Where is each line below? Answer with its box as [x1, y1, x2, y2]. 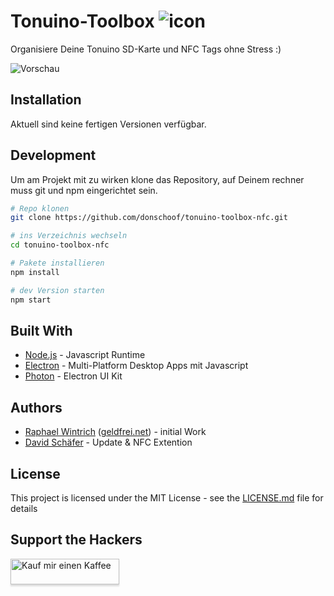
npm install [10, 267, 60, 277]
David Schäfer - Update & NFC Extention [24, 436, 193, 449]
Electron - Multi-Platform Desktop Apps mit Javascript [24, 360, 249, 372]
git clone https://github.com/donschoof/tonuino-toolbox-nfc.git [10, 213, 288, 223]
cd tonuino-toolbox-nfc [10, 240, 110, 250]
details [10, 503, 38, 514]
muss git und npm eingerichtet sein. [10, 184, 158, 196]
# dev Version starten [10, 285, 105, 295]
